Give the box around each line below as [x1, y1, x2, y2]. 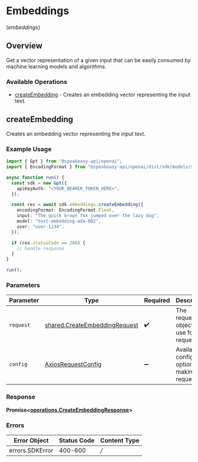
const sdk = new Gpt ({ [11, 180, 67, 186]
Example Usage [6, 145, 52, 153]
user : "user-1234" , [16, 224, 65, 230]
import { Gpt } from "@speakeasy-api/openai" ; [6, 159, 123, 164]
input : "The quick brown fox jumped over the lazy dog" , [16, 213, 160, 219]
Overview [6, 41, 43, 51]
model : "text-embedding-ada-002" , [16, 218, 101, 224]
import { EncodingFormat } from [6, 164, 85, 170]
